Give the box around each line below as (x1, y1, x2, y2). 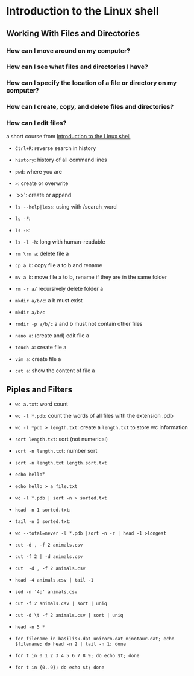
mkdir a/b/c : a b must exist (14, 296, 83, 304)
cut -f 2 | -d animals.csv (14, 554, 83, 560)
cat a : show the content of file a (14, 367, 95, 374)
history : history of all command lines (14, 156, 107, 163)
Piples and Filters (6, 384, 73, 394)
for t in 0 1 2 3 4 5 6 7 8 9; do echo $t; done (14, 653, 140, 659)
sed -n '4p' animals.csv (14, 589, 78, 595)
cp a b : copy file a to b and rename (14, 261, 102, 268)
